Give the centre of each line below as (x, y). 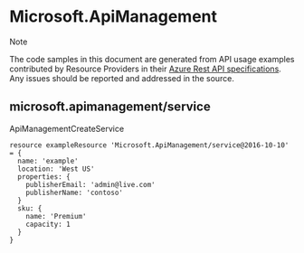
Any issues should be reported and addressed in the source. (122, 78)
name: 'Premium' (57, 216)
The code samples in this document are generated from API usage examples (152, 59)
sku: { (30, 208)
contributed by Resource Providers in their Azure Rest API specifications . (146, 69)
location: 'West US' (56, 169)
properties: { (44, 177)
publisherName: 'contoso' (75, 192)
